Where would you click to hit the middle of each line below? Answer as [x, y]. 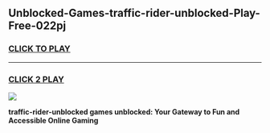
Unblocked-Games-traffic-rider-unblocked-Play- [135, 13]
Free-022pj [37, 26]
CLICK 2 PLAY [36, 79]
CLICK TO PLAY [39, 49]
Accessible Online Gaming [53, 120]
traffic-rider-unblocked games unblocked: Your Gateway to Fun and [124, 111]
